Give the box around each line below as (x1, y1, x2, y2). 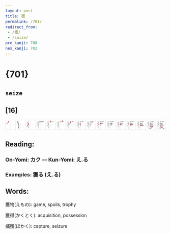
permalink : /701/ (5, 19, 42, 24)
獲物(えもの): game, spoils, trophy (5, 201, 76, 207)
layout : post (5, 8, 33, 13)
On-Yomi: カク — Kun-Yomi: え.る (5, 156, 89, 163)
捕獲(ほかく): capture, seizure (5, 223, 68, 229)
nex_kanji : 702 (5, 46, 38, 51)
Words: (5, 187, 29, 196)
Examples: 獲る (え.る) (5, 171, 61, 178)
